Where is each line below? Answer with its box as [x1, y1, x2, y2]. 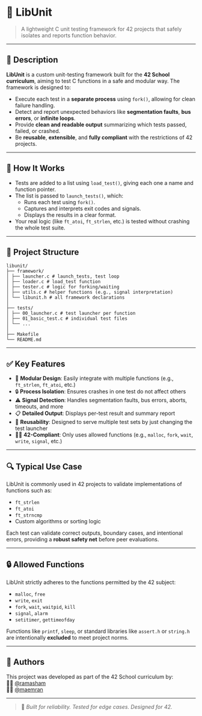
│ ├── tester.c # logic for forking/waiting [6, 284, 120, 290]
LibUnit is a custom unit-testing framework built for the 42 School [6, 70, 170, 78]
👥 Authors [6, 657, 45, 667]
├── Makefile [6, 331, 39, 338]
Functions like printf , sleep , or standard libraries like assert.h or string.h [6, 627, 191, 635]
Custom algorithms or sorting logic [14, 518, 101, 525]
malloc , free [14, 590, 46, 597]
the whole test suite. [14, 224, 66, 231]
